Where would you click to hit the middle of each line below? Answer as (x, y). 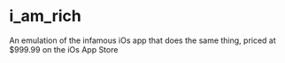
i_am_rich (46, 16)
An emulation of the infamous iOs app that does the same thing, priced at (142, 40)
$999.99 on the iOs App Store (64, 49)
